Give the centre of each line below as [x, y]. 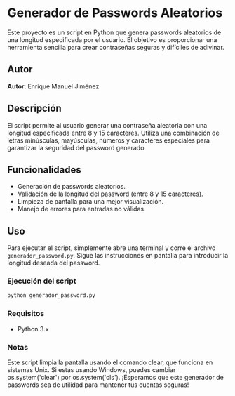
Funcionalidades [45, 170]
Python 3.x [33, 329]
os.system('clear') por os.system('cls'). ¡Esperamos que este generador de [116, 377]
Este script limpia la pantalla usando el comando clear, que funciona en [110, 362]
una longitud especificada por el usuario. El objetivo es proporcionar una [112, 39]
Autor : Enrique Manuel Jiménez [53, 86]
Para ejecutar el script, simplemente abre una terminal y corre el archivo [112, 248]
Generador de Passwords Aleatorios [115, 13]
